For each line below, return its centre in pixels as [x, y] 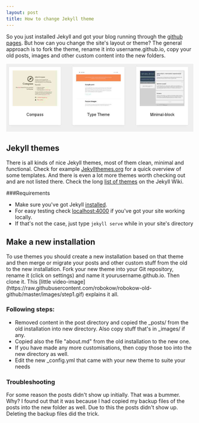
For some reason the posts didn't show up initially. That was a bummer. [93, 395]
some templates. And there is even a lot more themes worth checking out [96, 175]
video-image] [69, 281]
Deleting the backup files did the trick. [53, 414]
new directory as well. [42, 354]
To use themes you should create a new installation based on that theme [95, 256]
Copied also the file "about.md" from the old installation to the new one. [102, 341]
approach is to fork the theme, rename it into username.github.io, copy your [99, 49]
